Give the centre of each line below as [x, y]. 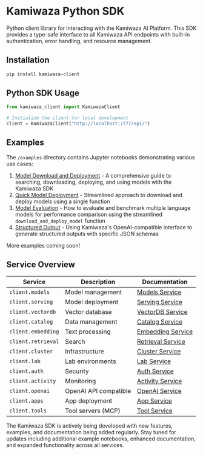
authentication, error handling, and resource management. [79, 41]
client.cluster [31, 351]
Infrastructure [84, 351]
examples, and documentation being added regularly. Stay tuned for [92, 432]
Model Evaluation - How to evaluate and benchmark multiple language [103, 207]
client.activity [33, 381]
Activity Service [160, 381]
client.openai [30, 391]
